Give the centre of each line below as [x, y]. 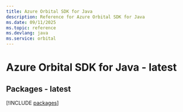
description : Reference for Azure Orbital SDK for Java [75, 17]
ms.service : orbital [31, 38]
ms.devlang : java [27, 33]
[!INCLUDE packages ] [32, 103]
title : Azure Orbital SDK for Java [49, 11]
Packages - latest [39, 89]
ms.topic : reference [31, 28]
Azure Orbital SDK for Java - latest [91, 67]
